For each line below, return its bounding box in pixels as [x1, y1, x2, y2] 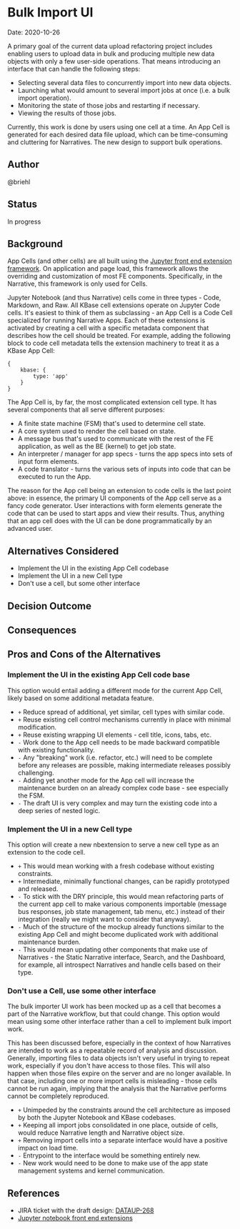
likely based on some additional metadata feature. [7, 694, 155, 702]
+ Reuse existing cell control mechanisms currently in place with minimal [17, 715, 231, 724]
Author [7, 159, 39, 171]
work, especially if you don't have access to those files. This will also [7, 1062, 211, 1070]
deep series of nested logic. [17, 806, 101, 815]
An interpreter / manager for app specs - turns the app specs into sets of [17, 449, 233, 458]
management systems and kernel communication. [17, 1166, 165, 1175]
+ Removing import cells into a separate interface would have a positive [17, 1136, 228, 1145]
